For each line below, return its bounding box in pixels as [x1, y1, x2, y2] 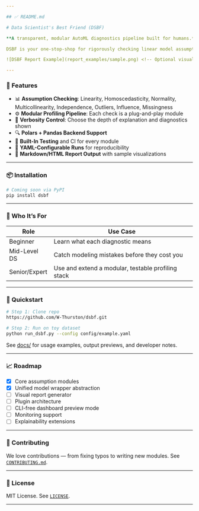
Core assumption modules [14, 378, 79, 385]
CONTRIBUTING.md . [6, 458, 48, 465]
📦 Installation [6, 171, 47, 180]
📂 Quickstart [6, 295, 43, 304]
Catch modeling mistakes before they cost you [53, 250, 184, 258]
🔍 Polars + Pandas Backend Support [14, 129, 108, 136]
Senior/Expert [9, 267, 47, 276]
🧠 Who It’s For [6, 212, 47, 220]
